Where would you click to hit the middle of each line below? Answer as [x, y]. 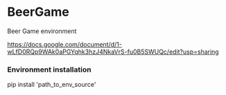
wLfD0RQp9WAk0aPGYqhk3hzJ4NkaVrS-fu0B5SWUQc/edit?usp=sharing [113, 52]
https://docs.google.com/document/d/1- [65, 44]
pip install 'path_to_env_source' [52, 85]
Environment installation [49, 70]
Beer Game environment [42, 31]
